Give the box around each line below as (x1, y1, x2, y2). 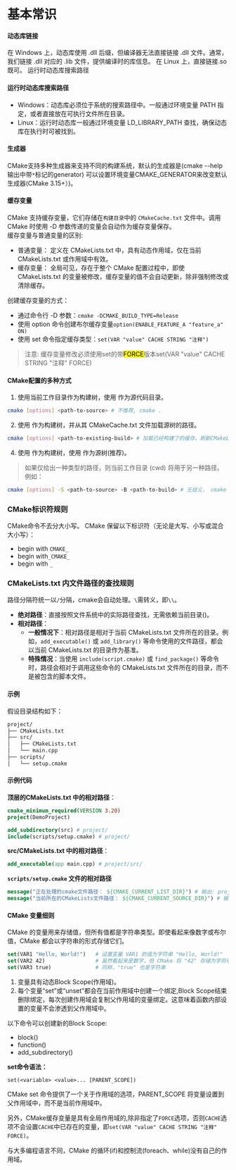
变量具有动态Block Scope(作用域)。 (17, 977, 121, 986)
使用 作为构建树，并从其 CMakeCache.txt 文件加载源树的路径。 (17, 421, 201, 430)
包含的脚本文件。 (40, 672, 90, 680)
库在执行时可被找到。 (17, 127, 79, 135)
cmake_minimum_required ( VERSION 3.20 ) (7, 807, 121, 814)
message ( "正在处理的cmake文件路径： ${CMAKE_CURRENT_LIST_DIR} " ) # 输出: (7, 888, 216, 895)
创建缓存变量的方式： (7, 297, 69, 304)
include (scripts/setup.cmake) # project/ (7, 833, 131, 840)
